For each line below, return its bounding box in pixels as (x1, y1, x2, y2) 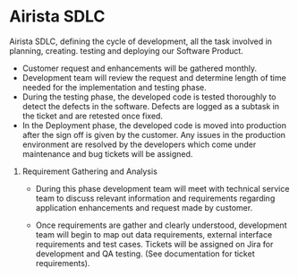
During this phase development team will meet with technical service (35, 183, 290, 194)
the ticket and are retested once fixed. (21, 110, 164, 121)
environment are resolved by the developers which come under (21, 139, 257, 150)
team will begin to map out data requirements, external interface (35, 229, 273, 239)
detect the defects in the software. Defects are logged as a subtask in (21, 100, 280, 111)
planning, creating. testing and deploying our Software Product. (9, 45, 243, 56)
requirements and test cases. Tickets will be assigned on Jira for (35, 238, 274, 249)
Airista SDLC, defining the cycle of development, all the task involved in (9, 36, 273, 47)
